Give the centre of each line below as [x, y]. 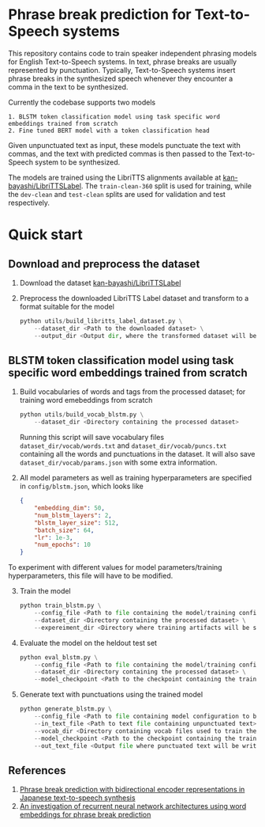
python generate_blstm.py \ [65, 709]
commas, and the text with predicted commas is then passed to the [118, 154]
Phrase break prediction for [100, 15]
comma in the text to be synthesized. [68, 87]
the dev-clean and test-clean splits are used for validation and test [117, 194]
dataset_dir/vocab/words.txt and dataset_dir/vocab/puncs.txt [123, 446]
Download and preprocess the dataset [104, 264]
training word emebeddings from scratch [86, 400]
